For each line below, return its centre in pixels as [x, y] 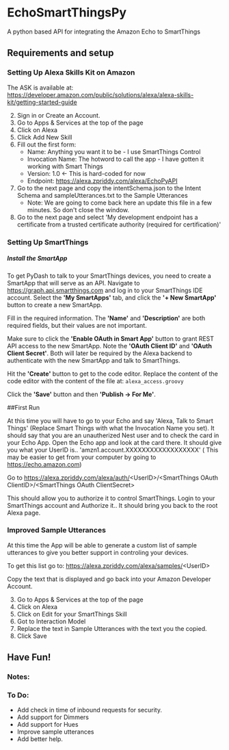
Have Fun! [29, 657]
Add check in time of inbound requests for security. [90, 710]
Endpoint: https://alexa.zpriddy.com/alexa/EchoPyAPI [102, 181]
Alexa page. [24, 513]
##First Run [24, 407]
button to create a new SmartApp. [55, 305]
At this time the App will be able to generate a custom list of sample [102, 545]
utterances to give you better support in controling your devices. [98, 552]
